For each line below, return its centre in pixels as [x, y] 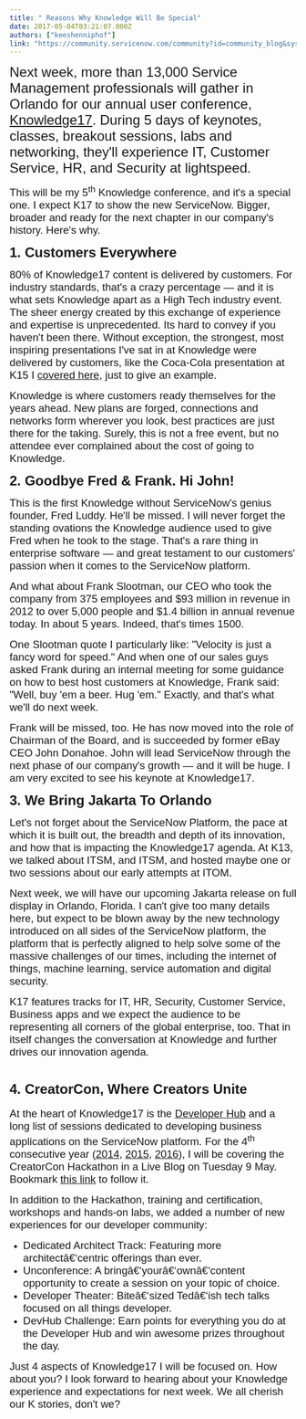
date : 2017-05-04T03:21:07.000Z [71, 26]
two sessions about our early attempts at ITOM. [121, 873]
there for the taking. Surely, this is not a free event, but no [144, 433]
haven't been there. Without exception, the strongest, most [147, 337]
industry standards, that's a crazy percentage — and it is [142, 287]
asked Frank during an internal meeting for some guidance [147, 670]
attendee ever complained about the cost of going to [132, 446]
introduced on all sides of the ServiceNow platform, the [138, 931]
